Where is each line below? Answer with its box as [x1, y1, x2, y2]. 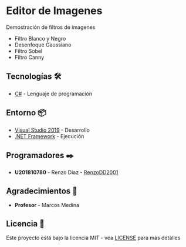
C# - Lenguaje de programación [14, 90, 93, 97]
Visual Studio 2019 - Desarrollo [14, 126, 90, 133]
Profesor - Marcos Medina [14, 202, 80, 209]
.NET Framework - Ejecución [14, 132, 84, 139]
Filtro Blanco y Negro [14, 35, 66, 42]
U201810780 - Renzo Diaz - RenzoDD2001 [14, 169, 119, 176]
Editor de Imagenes [6, 4, 103, 18]
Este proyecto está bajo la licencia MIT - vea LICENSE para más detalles [6, 234, 181, 241]
